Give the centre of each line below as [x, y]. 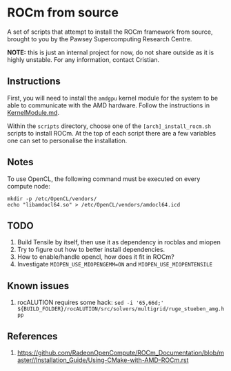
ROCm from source [63, 13]
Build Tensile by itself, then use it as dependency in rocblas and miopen [119, 242]
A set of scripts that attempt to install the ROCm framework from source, [110, 32]
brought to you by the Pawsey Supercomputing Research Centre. [100, 39]
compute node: [29, 186]
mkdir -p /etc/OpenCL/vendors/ [52, 199]
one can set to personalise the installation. [67, 140]
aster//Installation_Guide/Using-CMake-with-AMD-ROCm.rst [103, 360]
